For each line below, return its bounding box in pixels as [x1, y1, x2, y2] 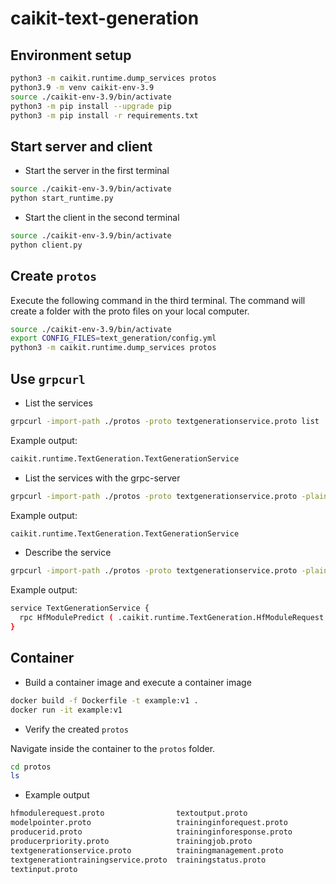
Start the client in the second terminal [24, 211, 180, 223]
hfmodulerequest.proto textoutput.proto [10, 808, 248, 819]
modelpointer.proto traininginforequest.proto [10, 818, 288, 828]
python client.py [10, 240, 83, 250]
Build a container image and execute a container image [24, 676, 252, 688]
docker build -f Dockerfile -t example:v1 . [10, 695, 199, 706]
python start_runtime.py [10, 193, 114, 204]
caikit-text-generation [10, 7, 200, 30]
